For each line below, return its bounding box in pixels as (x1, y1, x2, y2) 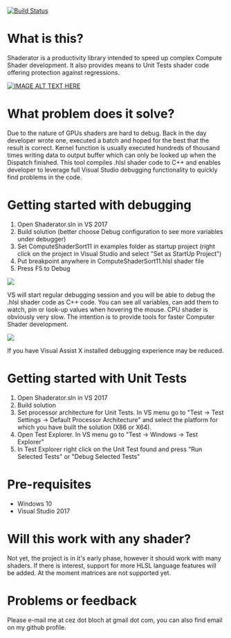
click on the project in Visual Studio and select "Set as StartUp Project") (17, 249, 222, 257)
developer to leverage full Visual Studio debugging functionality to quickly (7, 165, 218, 174)
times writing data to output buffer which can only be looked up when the (7, 151, 216, 159)
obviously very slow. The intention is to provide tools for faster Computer (7, 312, 215, 321)
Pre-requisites (7, 476, 92, 492)
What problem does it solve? (7, 106, 175, 122)
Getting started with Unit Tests (7, 371, 187, 386)
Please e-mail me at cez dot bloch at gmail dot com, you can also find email (7, 616, 223, 624)
